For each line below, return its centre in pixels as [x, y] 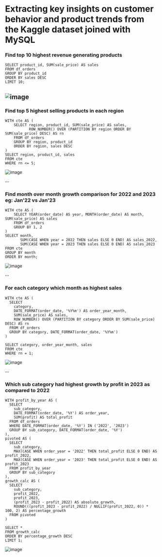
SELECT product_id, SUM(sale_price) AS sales [52, 65]
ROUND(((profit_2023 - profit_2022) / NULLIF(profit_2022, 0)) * [81, 507]
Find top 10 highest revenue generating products [64, 55]
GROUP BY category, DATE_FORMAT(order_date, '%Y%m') [64, 332]
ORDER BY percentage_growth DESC [39, 536]
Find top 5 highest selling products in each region [65, 111]
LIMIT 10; [15, 82]
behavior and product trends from [75, 19]
